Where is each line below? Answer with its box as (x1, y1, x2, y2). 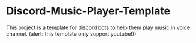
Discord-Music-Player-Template (6, 4, 171, 18)
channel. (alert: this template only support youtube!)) (6, 30, 137, 37)
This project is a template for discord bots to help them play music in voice (6, 24, 191, 31)
